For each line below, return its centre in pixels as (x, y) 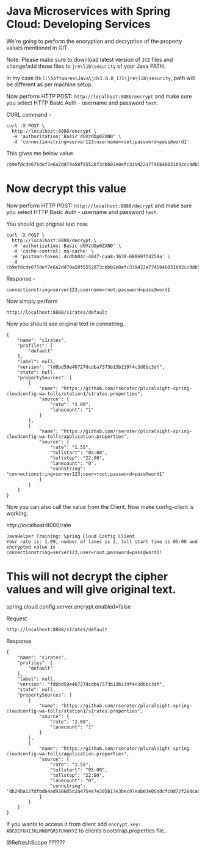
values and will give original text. (91, 590)
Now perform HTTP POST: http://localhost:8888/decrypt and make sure (99, 206)
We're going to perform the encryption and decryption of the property (94, 41)
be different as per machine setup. (50, 84)
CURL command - (29, 114)
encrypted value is (31, 547)
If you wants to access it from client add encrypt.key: (74, 824)
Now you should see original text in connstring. (66, 324)
